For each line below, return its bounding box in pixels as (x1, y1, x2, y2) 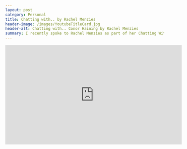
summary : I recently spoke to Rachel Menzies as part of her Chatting (5, 31, 157, 36)
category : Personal (5, 12, 46, 17)
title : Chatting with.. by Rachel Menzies (5, 17, 96, 22)
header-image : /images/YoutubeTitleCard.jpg (5, 21, 100, 27)
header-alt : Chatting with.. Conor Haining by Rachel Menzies (5, 26, 139, 31)
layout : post (5, 7, 33, 13)
